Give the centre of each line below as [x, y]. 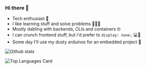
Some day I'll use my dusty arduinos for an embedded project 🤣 [77, 42]
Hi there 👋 [17, 8]
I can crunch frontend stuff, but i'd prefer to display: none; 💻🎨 [76, 35]
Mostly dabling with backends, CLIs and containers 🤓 [66, 29]
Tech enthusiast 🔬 [30, 19]
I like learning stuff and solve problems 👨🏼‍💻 [56, 24]
